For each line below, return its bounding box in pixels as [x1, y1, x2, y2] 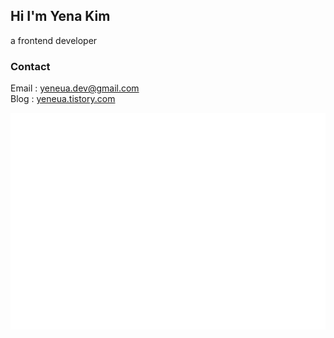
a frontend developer [10, 34, 98, 46]
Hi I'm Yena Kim [10, 8, 111, 25]
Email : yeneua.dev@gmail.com [10, 82, 140, 94]
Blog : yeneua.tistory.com [10, 93, 116, 105]
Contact [10, 59, 51, 73]
